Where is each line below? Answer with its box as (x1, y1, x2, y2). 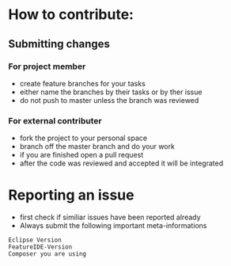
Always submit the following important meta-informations (19, 221, 207, 230)
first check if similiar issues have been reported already (19, 212, 201, 222)
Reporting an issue (8, 186, 134, 204)
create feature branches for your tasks (19, 78, 146, 88)
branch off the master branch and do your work (19, 142, 176, 151)
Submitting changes (8, 37, 111, 51)
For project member (8, 61, 86, 72)
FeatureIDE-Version (8, 243, 73, 251)
